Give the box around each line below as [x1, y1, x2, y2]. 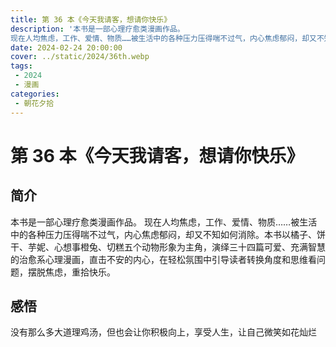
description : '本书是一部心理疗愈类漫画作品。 [10, 24, 185, 34]
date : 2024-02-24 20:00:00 [10, 42, 123, 53]
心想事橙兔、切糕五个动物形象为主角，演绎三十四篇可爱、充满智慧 [53, 241, 326, 253]
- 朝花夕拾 [14, 98, 55, 108]
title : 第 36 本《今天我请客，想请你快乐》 [10, 14, 172, 25]
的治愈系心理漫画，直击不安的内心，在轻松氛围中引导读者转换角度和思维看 [10, 253, 317, 265]
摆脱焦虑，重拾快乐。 [27, 266, 116, 278]
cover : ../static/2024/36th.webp [10, 52, 150, 62]
